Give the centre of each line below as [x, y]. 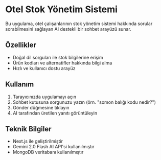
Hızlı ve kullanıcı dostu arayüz [44, 68]
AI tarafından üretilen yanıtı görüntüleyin [55, 113]
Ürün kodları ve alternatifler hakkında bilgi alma [62, 63]
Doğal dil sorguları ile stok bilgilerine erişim [58, 57]
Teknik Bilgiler [28, 129]
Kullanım [20, 85]
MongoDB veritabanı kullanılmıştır [48, 152]
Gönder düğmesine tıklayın [41, 107]
